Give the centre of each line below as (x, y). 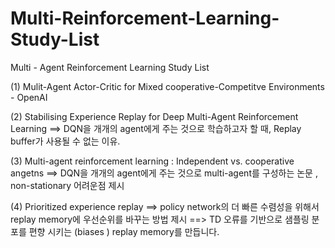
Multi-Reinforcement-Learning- (145, 18)
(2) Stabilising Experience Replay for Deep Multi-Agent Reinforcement (154, 116)
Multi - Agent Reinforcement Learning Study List (110, 67)
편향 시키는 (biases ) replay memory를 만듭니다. (124, 231)
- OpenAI (29, 97)
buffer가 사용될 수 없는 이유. (65, 141)
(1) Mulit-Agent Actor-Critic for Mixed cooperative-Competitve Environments (167, 86)
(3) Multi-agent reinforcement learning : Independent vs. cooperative (152, 161)
